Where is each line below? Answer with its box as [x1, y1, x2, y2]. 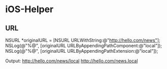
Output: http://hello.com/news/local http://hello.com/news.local [5, 58, 138, 64]
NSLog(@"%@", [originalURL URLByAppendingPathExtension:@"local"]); [5, 48, 158, 54]
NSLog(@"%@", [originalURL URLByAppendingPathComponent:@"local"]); [5, 43, 162, 49]
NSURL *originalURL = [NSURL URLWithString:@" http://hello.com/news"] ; [5, 37, 160, 43]
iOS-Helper [5, 4, 54, 15]
